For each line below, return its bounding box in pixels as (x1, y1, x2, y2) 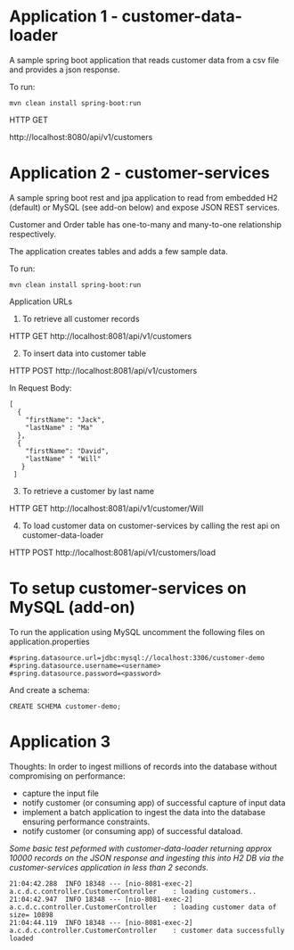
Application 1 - (9, 6, 118, 27)
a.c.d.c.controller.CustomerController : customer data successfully (9, 926, 285, 935)
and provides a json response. (9, 64, 120, 75)
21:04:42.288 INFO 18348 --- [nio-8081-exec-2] (9, 879, 193, 888)
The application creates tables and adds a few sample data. (9, 245, 229, 256)
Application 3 (9, 731, 111, 751)
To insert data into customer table (21, 348, 147, 359)
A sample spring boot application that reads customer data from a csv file (9, 54, 280, 65)
